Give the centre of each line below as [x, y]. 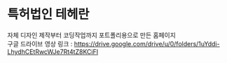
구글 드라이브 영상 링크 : [40, 43]
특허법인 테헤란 [48, 14]
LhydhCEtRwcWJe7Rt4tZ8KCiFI [53, 51]
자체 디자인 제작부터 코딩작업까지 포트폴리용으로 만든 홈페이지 [92, 35]
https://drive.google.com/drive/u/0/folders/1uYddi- [147, 43]
